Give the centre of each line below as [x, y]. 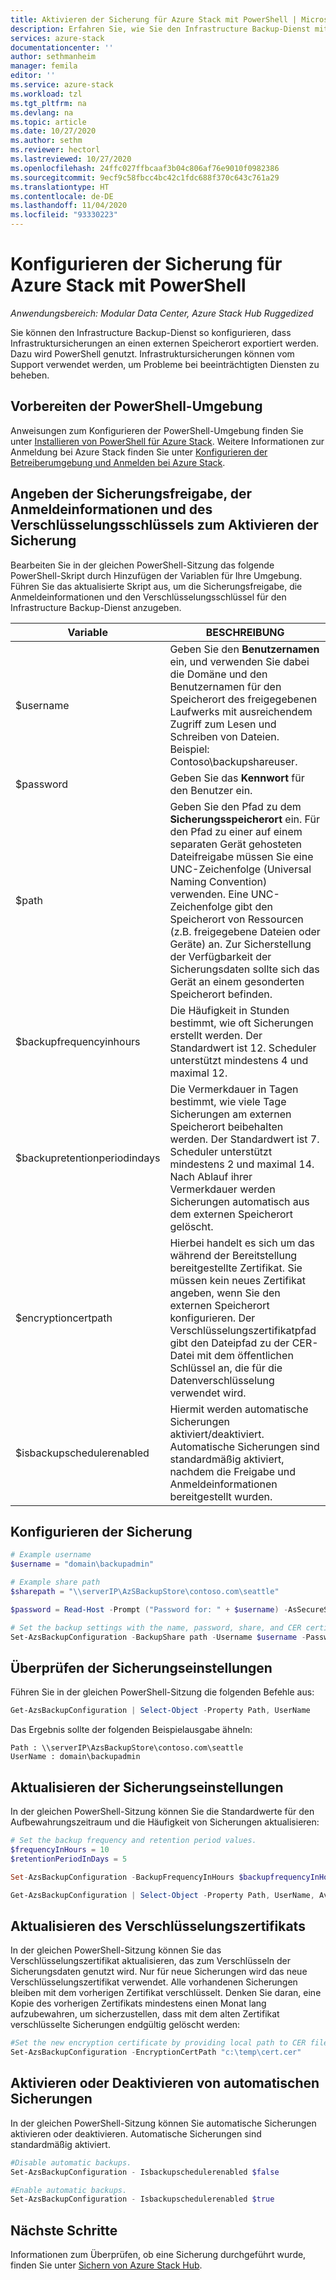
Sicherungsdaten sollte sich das [244, 969]
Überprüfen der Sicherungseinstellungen [141, 1667]
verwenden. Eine [209, 894]
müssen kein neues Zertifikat [238, 1280]
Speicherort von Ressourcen [236, 919]
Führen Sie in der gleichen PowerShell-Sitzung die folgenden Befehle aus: [162, 1692]
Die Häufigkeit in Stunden [229, 1010]
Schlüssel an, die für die [226, 1368]
